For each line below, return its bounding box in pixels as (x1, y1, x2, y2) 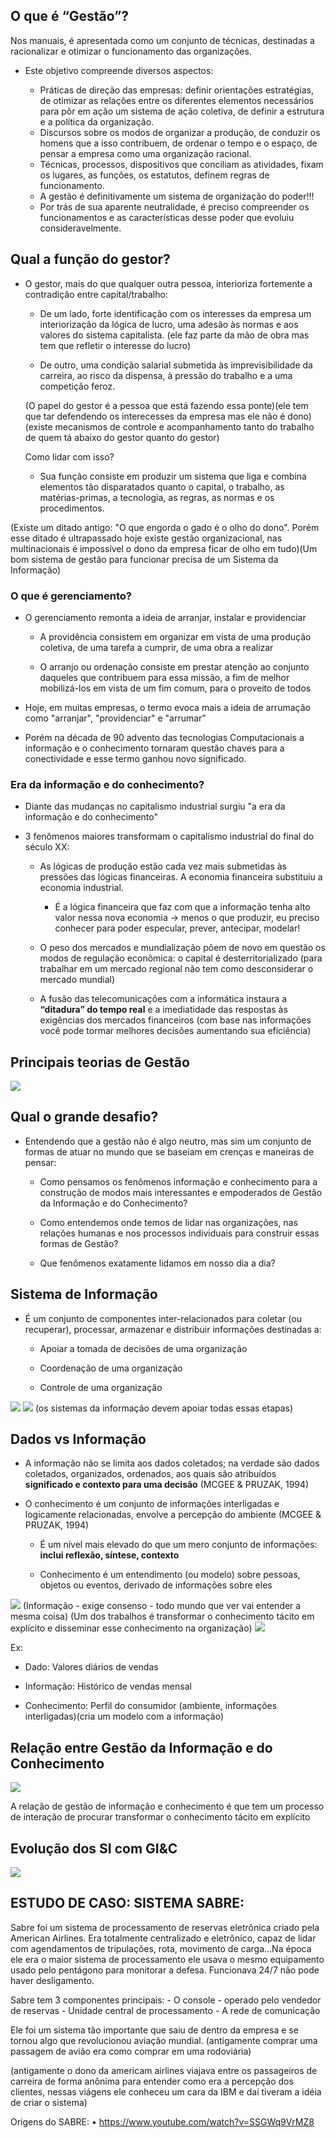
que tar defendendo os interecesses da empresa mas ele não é (24, 410, 286, 422)
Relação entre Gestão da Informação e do (10, 1739, 273, 1756)
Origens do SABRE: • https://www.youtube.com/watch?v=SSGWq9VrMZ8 (10, 2115, 315, 2128)
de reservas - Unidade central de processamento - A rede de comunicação (10, 2004, 321, 2016)
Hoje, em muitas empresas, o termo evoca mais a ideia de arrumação (24, 701, 311, 713)
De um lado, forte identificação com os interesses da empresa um (39, 307, 312, 319)
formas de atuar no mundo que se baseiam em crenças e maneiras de (24, 1145, 315, 1158)
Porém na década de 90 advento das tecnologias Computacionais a (24, 731, 305, 743)
